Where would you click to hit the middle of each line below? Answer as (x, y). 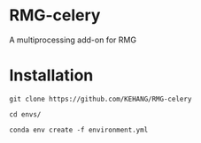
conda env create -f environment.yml (79, 130)
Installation (51, 75)
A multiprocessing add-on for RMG (73, 40)
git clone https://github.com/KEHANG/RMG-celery (100, 99)
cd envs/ (25, 114)
